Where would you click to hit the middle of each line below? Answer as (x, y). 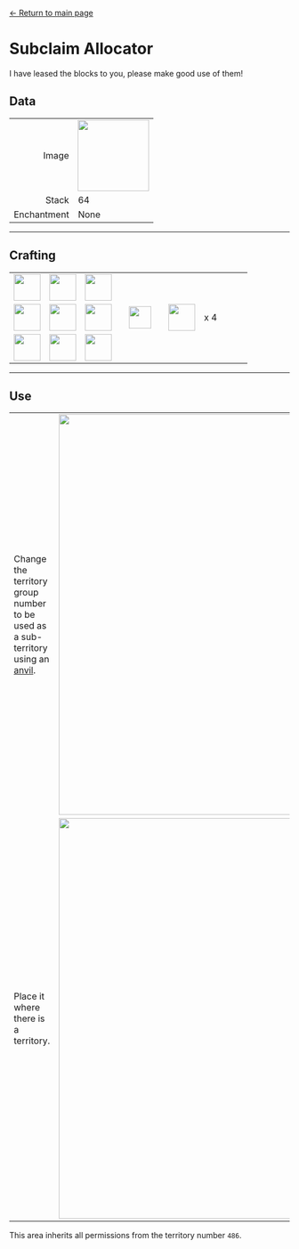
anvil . (25, 670)
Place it (29, 996)
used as (30, 626)
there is (29, 1018)
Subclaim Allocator (81, 49)
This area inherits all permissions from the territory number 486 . (125, 1236)
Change (30, 559)
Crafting (32, 256)
